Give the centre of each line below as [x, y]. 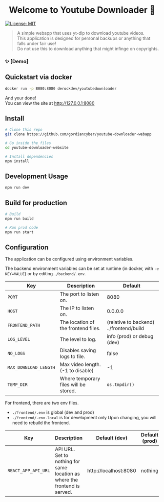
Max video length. [80, 364]
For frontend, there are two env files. [42, 403]
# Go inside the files [28, 143]
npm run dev [17, 188]
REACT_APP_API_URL [29, 471]
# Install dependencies [29, 156]
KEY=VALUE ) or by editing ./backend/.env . [46, 274]
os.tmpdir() [121, 385]
